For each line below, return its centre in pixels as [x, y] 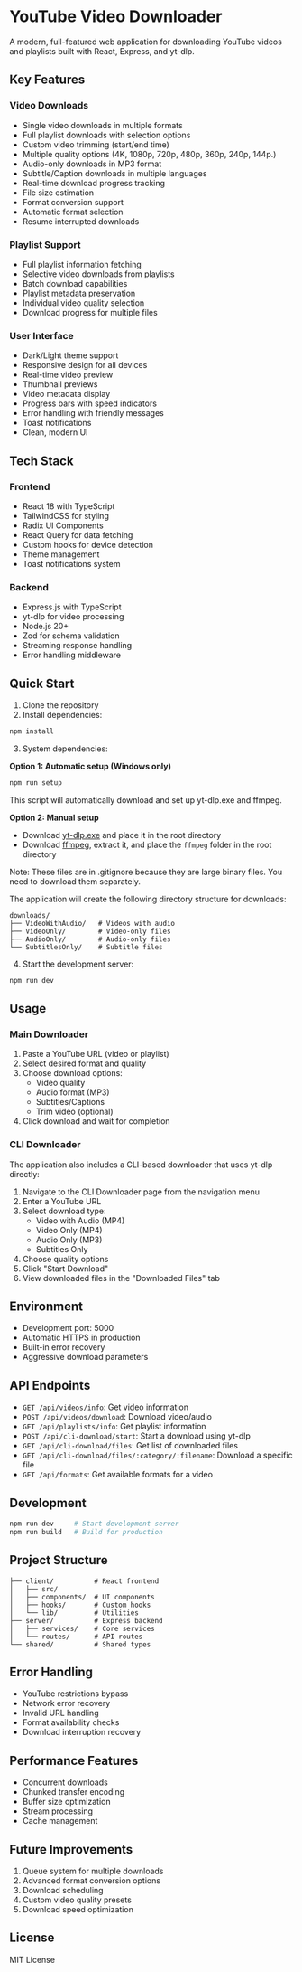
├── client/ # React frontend [84, 1581]
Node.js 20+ [46, 627]
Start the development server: [78, 964]
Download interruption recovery [82, 1732]
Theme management [61, 554]
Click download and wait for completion [96, 1121]
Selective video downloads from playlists [98, 274]
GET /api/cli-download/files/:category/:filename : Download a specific [157, 1455]
